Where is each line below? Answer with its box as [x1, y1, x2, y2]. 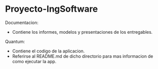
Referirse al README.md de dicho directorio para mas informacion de [12, 53, 154, 59]
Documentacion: [5, 20, 39, 25]
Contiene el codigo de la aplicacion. [12, 48, 85, 54]
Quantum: [5, 38, 26, 45]
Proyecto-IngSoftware [5, 3, 98, 15]
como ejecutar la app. [12, 58, 56, 64]
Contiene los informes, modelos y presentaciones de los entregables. [12, 29, 153, 35]
